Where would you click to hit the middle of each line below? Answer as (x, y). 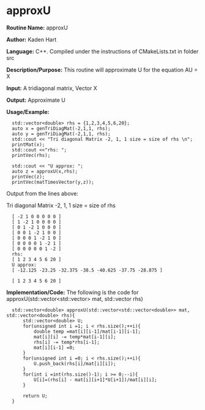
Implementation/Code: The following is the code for (73, 292)
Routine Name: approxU (37, 28)
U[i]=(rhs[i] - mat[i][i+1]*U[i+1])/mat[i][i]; (95, 380)
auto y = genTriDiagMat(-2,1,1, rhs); (61, 134)
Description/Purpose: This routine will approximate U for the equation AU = (102, 70)
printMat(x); (28, 145)
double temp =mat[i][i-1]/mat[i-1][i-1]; (87, 332)
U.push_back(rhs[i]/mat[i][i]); (75, 363)
